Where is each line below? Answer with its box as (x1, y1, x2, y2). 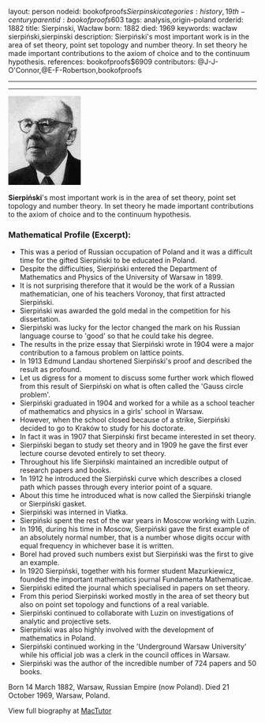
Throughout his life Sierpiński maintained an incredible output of (19, 458, 229, 467)
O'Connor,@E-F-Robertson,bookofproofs (8, 66, 142, 74)
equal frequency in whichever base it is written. (19, 541, 174, 551)
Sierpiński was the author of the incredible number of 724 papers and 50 (19, 659, 257, 668)
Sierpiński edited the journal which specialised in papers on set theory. (19, 583, 250, 593)
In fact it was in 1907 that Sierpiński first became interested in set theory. (19, 432, 256, 442)
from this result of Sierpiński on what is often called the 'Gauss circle (19, 382, 244, 391)
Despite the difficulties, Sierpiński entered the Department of (19, 264, 218, 273)
